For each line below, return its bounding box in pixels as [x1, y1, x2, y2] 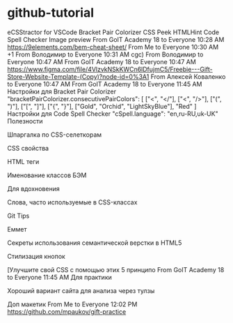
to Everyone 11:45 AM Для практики [7, 273, 113, 281]
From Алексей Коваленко [150, 72, 226, 81]
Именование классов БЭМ [7, 171, 87, 179]
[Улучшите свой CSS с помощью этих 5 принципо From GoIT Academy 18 [7, 265, 225, 273]
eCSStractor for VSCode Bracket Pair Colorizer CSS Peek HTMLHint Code [7, 28, 220, 36]
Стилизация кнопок [7, 252, 66, 260]
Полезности [7, 117, 43, 125]
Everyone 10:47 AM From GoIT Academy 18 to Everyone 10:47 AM [7, 57, 196, 66]
